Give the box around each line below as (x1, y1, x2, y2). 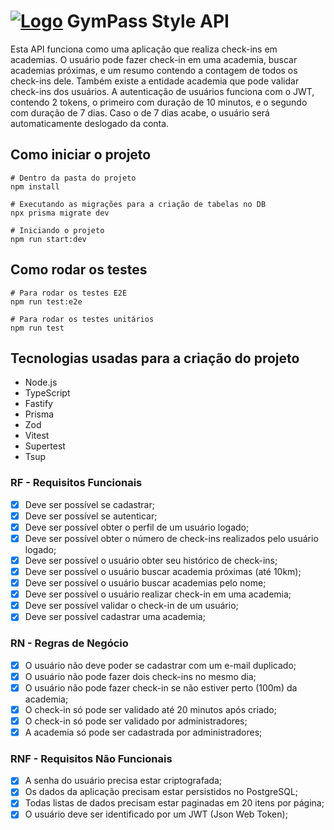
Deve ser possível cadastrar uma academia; (24, 611, 206, 623)
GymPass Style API (66, 10, 230, 33)
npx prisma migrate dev (10, 208, 110, 218)
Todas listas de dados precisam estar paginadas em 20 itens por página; (24, 797, 325, 809)
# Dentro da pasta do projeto (10, 173, 137, 183)
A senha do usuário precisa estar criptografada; (24, 775, 223, 787)
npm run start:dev (10, 234, 87, 244)
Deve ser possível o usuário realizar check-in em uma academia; (24, 588, 292, 600)
